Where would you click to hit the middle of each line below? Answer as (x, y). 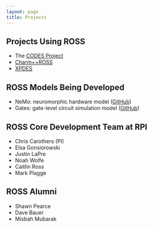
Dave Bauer (29, 212)
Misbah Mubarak (36, 219)
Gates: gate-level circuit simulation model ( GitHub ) (77, 108)
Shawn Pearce (33, 206)
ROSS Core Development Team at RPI (77, 127)
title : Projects (26, 17)
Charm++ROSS (34, 62)
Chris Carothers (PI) (39, 141)
